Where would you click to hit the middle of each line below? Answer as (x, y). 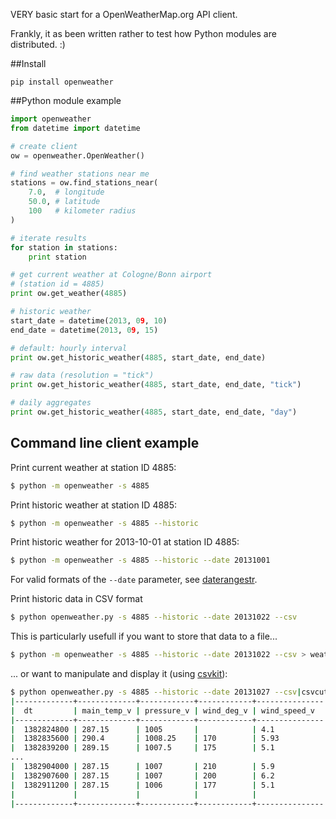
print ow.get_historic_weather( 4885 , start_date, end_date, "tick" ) (156, 385)
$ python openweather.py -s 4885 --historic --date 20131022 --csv (154, 617)
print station (57, 257)
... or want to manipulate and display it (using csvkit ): (119, 674)
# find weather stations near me (80, 174)
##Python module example (66, 100)
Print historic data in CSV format (76, 599)
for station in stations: (64, 247)
